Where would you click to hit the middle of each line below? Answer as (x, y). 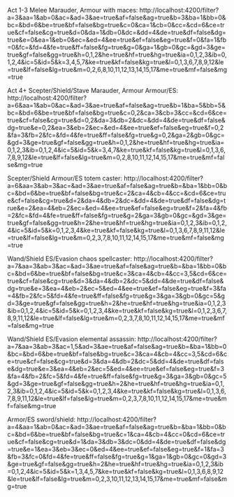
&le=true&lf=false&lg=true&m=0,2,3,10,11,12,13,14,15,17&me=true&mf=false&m (117, 479)
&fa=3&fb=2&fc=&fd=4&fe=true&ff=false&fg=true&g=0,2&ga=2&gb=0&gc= (116, 135)
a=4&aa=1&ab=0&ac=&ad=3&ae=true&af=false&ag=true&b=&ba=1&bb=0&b (117, 427)
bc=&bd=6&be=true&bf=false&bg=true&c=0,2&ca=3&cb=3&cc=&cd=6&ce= (117, 113)
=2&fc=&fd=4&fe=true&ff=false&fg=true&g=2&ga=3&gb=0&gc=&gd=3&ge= (117, 215)
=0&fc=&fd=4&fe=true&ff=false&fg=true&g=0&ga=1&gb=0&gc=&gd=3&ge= (116, 47)
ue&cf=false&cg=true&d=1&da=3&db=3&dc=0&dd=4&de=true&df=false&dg (117, 442)
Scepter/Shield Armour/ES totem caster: (65, 178)
